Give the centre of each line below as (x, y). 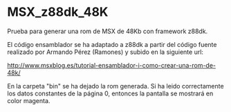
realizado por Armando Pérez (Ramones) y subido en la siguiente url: (105, 52)
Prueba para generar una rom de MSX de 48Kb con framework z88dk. (108, 31)
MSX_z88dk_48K (58, 12)
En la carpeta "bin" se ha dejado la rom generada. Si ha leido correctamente (115, 86)
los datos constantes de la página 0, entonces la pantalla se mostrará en (110, 93)
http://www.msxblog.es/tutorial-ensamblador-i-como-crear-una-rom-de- (112, 65)
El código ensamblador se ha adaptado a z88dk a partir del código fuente (112, 44)
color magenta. (29, 100)
